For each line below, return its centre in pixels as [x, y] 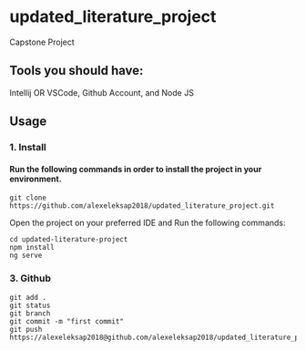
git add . [28, 297]
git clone [28, 198]
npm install [32, 248]
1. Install [28, 148]
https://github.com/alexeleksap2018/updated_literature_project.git [142, 206]
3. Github [31, 278]
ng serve [26, 256]
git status [30, 305]
